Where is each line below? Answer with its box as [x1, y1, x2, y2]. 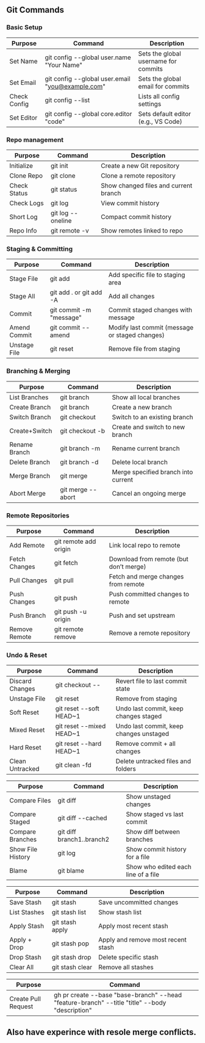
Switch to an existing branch [112, 413, 193, 421]
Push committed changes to [109, 590, 190, 598]
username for [138, 57, 177, 65]
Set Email [9, 78, 37, 87]
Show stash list [98, 908, 142, 917]
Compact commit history [100, 212, 172, 221]
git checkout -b [60, 427, 106, 435]
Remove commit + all [115, 740, 176, 748]
